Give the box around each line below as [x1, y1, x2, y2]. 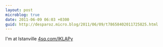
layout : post [5, 7, 33, 13]
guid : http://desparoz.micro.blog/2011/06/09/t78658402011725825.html [5, 21, 158, 27]
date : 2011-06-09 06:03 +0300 [5, 17, 70, 22]
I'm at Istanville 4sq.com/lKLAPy [5, 36, 73, 42]
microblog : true [5, 12, 40, 17]
